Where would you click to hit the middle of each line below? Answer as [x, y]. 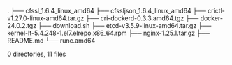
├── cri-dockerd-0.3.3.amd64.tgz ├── [142, 18]
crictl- [216, 11]
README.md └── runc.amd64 [51, 41]
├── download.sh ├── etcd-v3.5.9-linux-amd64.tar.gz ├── [125, 26]
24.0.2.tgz [22, 26]
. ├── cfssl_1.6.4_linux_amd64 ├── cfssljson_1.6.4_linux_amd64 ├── [107, 11]
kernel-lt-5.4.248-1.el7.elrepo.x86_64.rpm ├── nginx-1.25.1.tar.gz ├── [109, 33]
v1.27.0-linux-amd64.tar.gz [46, 18]
